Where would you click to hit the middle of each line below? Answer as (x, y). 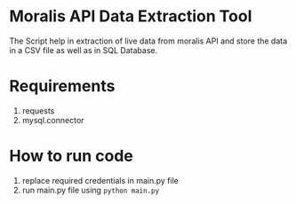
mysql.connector (53, 120)
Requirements (62, 86)
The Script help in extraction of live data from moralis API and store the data (148, 41)
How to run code (71, 156)
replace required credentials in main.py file (100, 180)
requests (38, 110)
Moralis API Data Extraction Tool (131, 16)
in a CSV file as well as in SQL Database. (84, 50)
